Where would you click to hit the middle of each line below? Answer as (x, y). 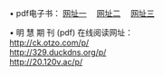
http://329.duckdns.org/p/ (58, 52)
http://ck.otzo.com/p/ (49, 43)
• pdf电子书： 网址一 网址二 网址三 (82, 13)
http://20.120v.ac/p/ (46, 62)
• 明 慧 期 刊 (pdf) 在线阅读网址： (72, 33)
